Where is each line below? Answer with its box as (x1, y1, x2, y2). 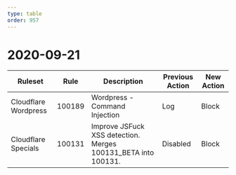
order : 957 (7, 17, 39, 24)
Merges (91, 139, 117, 149)
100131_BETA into (91, 148, 155, 157)
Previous (162, 72, 194, 82)
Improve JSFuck (91, 122, 145, 132)
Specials (11, 143, 39, 153)
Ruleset (17, 76, 44, 86)
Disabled (162, 139, 192, 149)
